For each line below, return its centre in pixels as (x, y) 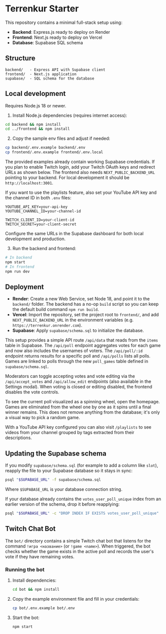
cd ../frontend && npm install (38, 129)
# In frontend (20, 267)
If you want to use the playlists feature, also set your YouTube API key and (81, 192)
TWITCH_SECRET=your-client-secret (41, 224)
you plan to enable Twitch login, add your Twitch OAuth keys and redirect (80, 167)
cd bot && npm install (36, 590)
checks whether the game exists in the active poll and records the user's (80, 551)
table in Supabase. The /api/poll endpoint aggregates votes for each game (83, 346)
